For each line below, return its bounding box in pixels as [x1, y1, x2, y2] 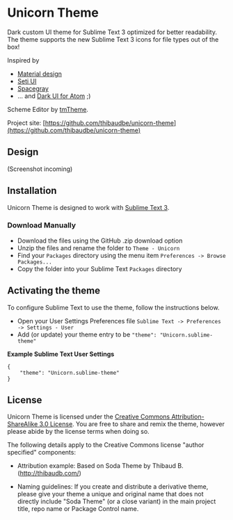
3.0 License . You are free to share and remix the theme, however [39, 420, 225, 428]
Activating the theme [7, 285, 101, 297]
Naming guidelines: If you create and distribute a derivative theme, [17, 482, 209, 491]
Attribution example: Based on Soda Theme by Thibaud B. [17, 462, 184, 470]
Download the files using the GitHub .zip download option [17, 236, 183, 245]
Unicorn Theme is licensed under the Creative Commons [7, 412, 170, 421]
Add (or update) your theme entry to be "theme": [17, 330, 157, 339]
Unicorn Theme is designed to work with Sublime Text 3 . [7, 203, 170, 211]
